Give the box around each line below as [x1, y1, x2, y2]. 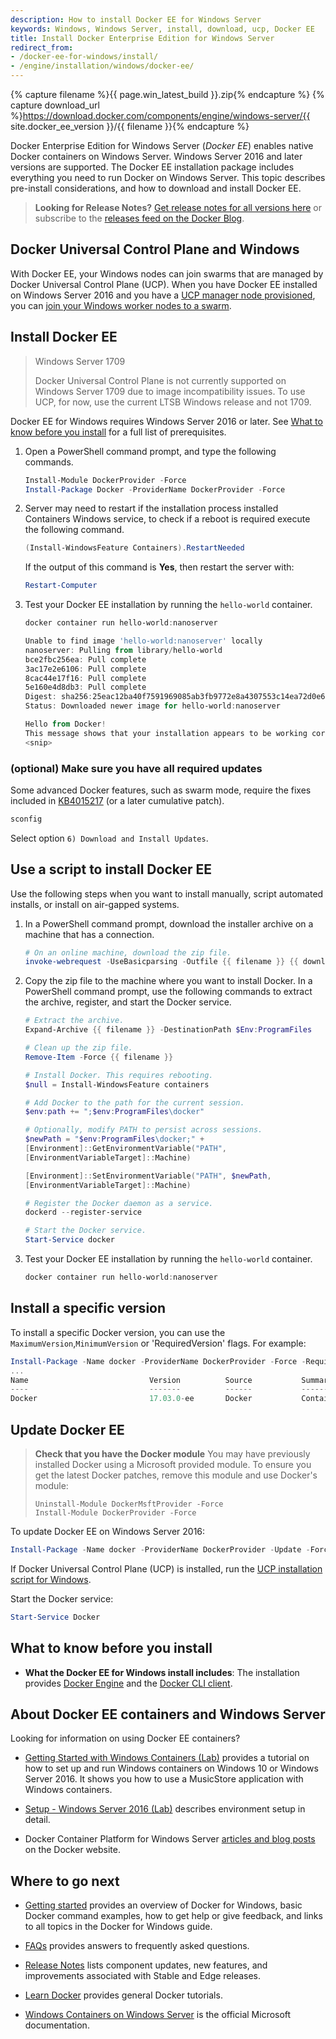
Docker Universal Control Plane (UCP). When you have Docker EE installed [10, 278, 318, 290]
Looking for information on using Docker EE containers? [10, 1732, 241, 1745]
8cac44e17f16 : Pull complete [24, 673, 147, 683]
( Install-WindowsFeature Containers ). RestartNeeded [24, 543, 245, 553]
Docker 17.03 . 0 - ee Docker [10, 1394, 253, 1404]
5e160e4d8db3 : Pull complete [24, 682, 147, 693]
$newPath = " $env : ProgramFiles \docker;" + [24, 1134, 205, 1145]
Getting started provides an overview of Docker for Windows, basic [24, 1899, 303, 1911]
